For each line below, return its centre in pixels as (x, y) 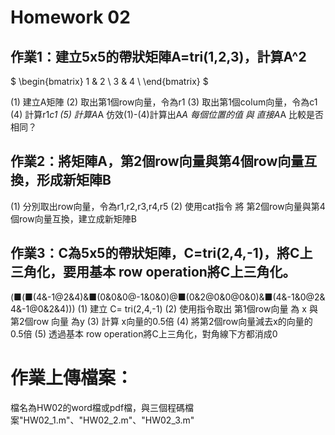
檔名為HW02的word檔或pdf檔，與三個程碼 (98, 407)
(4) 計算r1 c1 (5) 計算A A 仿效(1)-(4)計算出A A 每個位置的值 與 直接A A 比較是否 (167, 114)
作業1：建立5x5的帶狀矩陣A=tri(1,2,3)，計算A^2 (158, 56)
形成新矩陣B (74, 180)
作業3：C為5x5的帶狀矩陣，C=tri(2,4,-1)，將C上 (161, 253)
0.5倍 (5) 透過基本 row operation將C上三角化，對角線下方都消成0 (144, 333)
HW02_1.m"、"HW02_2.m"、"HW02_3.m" (109, 420)
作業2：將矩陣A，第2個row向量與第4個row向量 (157, 161)
